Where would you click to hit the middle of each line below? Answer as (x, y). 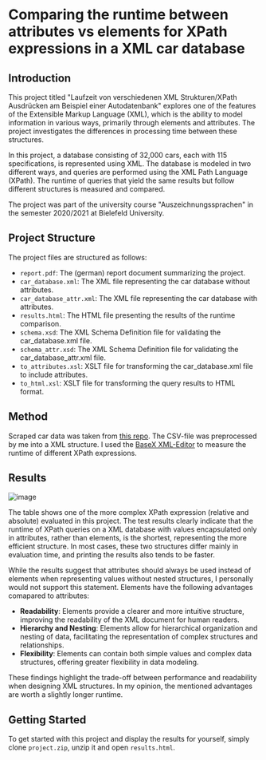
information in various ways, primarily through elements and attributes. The (132, 123)
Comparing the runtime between (118, 15)
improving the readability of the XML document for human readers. (130, 619)
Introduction (40, 78)
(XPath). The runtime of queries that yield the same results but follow (121, 180)
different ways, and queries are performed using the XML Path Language (128, 172)
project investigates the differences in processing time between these (123, 131)
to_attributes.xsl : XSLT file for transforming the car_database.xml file (136, 366)
